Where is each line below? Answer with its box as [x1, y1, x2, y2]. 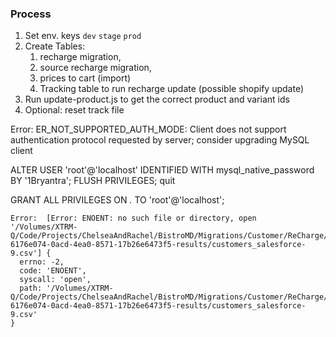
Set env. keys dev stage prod [24, 30, 142, 42]
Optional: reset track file [24, 104, 125, 116]
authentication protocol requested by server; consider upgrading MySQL [10, 134, 310, 146]
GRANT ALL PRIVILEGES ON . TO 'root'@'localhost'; [10, 194, 225, 206]
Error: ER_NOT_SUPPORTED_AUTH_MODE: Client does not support [10, 123, 287, 136]
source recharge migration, [39, 62, 152, 74]
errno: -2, [19, 257, 65, 267]
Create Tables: [24, 40, 86, 52]
